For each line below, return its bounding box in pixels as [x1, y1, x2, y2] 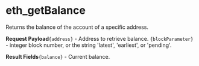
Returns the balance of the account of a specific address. [5, 23, 149, 31]
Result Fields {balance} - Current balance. [5, 53, 110, 60]
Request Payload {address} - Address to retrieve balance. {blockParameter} [5, 35, 194, 42]
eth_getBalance [5, 4, 86, 17]
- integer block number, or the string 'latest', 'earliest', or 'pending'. [5, 41, 172, 49]
